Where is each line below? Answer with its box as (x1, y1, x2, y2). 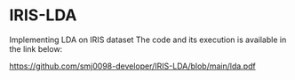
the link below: (9, 43, 63, 54)
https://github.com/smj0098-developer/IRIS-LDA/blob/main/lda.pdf (9, 61, 256, 71)
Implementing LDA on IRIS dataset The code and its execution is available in (9, 34, 287, 45)
